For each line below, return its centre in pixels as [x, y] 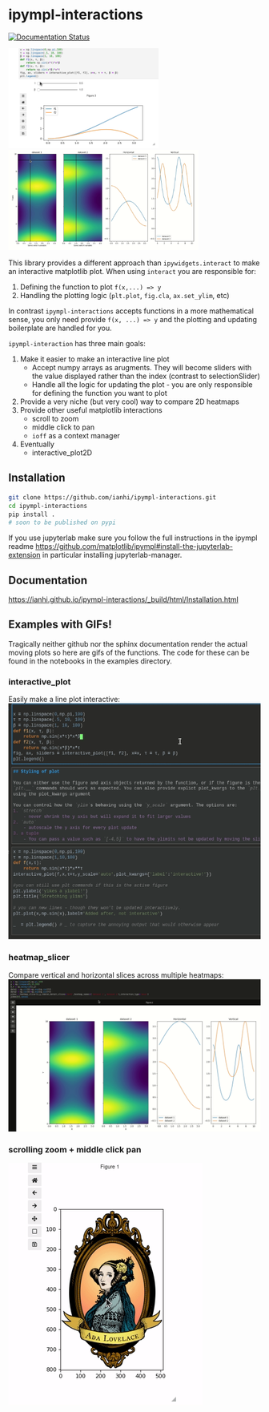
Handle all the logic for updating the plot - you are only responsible [142, 384]
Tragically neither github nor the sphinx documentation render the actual [128, 643]
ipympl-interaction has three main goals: [77, 343]
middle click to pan [63, 427]
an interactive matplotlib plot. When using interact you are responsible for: [132, 271]
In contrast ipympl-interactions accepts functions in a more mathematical [131, 311]
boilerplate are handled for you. [60, 328]
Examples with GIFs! [60, 625]
